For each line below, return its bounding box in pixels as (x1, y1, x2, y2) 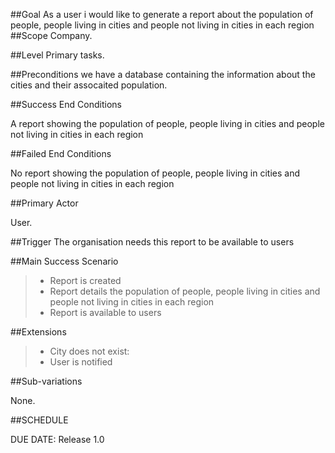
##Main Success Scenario (10, 255, 119, 267)
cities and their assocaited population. (10, 79, 168, 91)
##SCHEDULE (10, 414, 69, 426)
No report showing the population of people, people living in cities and (10, 167, 301, 179)
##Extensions (10, 326, 67, 338)
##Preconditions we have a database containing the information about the (10, 69, 316, 80)
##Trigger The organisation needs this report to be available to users (10, 236, 295, 248)
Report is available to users (49, 307, 162, 318)
